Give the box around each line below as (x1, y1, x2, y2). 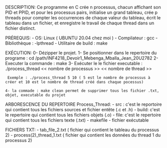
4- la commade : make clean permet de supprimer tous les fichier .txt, (5, 88, 160, 93)
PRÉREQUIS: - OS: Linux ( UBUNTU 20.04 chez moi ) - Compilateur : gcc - (5, 35, 158, 41)
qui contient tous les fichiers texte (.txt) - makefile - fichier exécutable (5, 117, 149, 123)
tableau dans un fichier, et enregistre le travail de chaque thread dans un (5, 20, 155, 26)
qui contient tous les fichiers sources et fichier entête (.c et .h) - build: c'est (5, 107, 161, 112)
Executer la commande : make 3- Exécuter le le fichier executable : (5, 61, 143, 66)
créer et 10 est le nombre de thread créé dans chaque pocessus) (5, 79, 144, 84)
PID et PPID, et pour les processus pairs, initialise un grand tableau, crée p (5, 9, 158, 15)
